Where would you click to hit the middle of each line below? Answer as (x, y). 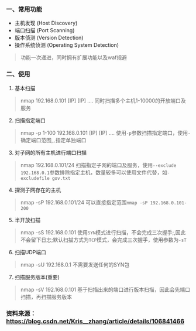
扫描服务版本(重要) (37, 277)
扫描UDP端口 (30, 252)
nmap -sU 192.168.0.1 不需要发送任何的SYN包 (75, 264)
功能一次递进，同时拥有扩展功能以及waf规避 (74, 57)
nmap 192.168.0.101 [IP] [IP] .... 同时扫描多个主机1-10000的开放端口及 (103, 100)
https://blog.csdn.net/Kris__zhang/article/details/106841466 (95, 321)
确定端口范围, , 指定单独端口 (53, 140)
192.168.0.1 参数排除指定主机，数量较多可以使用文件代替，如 (94, 172)
